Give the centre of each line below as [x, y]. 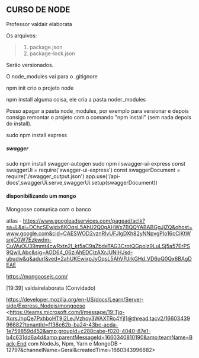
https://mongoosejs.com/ [37, 276]
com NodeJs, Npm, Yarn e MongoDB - [75, 343]
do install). [19, 123]
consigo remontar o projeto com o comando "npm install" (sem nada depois [99, 117]
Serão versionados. [30, 65]
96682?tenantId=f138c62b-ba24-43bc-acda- [62, 324]
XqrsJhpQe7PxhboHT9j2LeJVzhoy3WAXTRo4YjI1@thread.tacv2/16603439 [98, 318]
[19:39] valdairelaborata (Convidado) [51, 288]
